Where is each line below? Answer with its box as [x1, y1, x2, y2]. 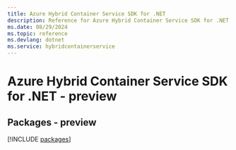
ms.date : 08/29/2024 [7, 23, 69, 30]
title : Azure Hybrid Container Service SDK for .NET [7, 10, 166, 18]
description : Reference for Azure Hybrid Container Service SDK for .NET [7, 17, 230, 24]
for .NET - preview [7, 89, 117, 104]
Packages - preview [7, 116, 97, 128]
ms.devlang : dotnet [7, 37, 65, 44]
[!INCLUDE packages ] [7, 135, 71, 143]
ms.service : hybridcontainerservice [7, 43, 115, 50]
